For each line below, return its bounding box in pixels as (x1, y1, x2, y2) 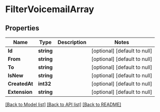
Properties (5, 24, 39, 32)
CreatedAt (8, 80, 33, 87)
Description (57, 39, 87, 46)
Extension (8, 89, 33, 95)
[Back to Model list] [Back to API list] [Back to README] (5, 101, 122, 107)
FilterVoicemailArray (5, 4, 95, 15)
